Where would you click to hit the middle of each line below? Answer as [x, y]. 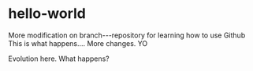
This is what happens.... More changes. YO [78, 43]
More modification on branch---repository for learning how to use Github [127, 35]
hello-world [47, 14]
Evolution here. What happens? [59, 59]
